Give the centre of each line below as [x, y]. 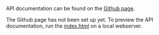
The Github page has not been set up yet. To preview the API [80, 20]
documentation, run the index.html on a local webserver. [74, 26]
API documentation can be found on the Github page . [70, 8]
